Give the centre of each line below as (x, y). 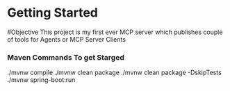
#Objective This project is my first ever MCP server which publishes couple (115, 32)
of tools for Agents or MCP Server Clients (67, 39)
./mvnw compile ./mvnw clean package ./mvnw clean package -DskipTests (115, 73)
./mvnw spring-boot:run (41, 80)
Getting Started (53, 13)
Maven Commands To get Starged (66, 57)
